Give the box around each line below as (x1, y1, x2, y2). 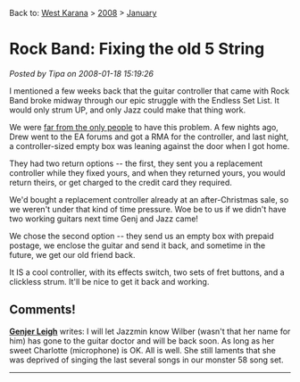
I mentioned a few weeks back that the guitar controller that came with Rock (9, 85, 290, 96)
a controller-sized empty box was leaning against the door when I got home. (9, 140, 290, 151)
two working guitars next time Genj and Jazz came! (9, 213, 199, 224)
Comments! (9, 303, 76, 318)
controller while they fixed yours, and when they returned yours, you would (9, 167, 286, 178)
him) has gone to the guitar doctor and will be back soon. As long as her (9, 335, 275, 346)
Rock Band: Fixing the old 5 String (9, 39, 265, 59)
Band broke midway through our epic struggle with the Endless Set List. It (9, 95, 279, 105)
